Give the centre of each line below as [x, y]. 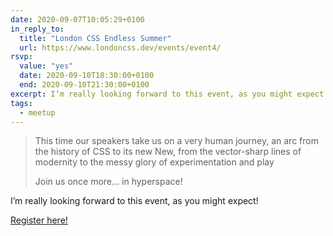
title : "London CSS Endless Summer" [95, 38]
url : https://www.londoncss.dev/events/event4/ [120, 47]
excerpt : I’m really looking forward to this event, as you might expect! [169, 94]
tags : [21, 103]
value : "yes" [46, 66]
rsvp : [21, 57]
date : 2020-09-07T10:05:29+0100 [77, 19]
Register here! [39, 220]
